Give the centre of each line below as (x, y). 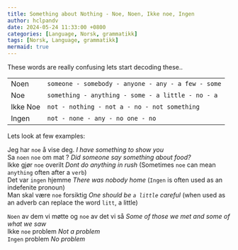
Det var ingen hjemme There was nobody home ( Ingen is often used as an (115, 180)
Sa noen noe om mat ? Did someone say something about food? (99, 157)
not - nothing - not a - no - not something (123, 107)
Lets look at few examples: (46, 136)
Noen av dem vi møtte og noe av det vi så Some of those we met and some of (119, 216)
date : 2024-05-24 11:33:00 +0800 (57, 27)
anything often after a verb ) (47, 172)
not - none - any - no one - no (102, 118)
